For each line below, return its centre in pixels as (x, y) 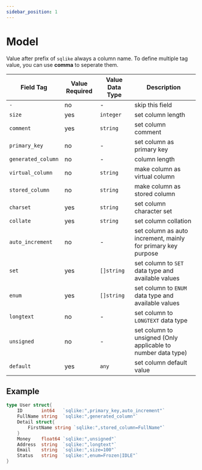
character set (153, 211)
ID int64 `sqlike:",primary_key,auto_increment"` (91, 411)
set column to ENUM (161, 288)
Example (23, 391)
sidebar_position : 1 (32, 12)
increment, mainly (160, 238)
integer (111, 114)
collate (20, 221)
